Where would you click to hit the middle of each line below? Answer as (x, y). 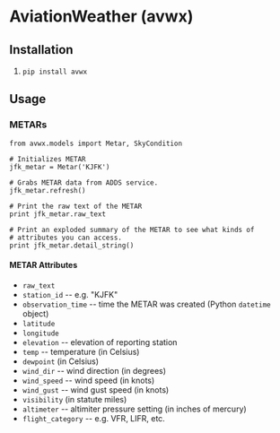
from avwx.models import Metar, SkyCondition (96, 143)
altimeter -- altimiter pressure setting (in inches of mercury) (134, 409)
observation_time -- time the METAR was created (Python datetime (146, 304)
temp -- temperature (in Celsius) (81, 351)
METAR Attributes (44, 265)
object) (35, 313)
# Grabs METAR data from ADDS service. (84, 182)
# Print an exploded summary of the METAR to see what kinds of (132, 229)
